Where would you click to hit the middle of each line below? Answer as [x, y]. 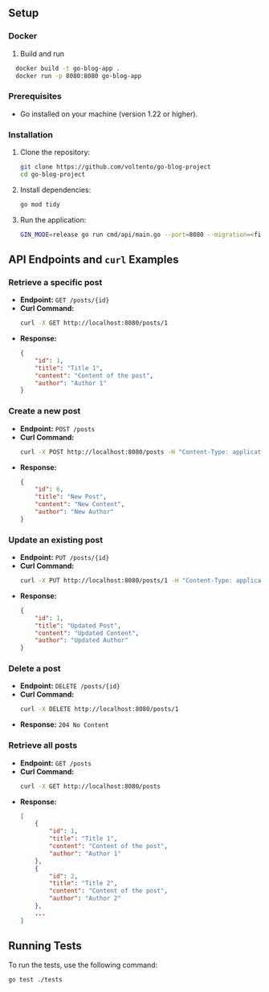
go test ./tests [35, 980]
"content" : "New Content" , [80, 504]
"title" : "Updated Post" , [78, 626]
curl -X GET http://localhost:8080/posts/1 [94, 323]
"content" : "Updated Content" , [87, 633]
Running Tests [45, 946]
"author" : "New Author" [74, 512]
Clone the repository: [55, 153]
